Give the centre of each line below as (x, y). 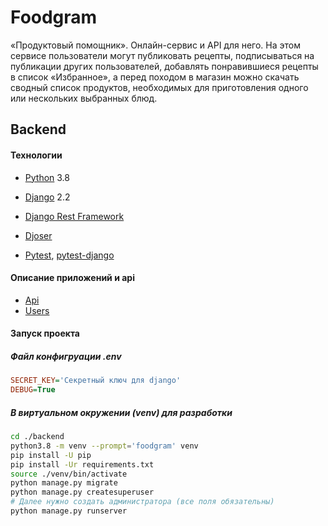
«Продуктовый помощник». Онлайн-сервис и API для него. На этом (155, 45)
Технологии (36, 155)
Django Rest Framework (74, 216)
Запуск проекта (45, 333)
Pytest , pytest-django (69, 255)
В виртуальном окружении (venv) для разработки (121, 412)
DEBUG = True (33, 390)
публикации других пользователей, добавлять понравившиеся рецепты (164, 66)
